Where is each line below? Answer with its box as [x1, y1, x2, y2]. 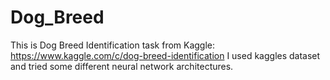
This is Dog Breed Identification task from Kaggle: [10, 39, 216, 51]
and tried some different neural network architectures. [10, 60, 234, 72]
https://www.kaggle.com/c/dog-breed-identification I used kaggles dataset [10, 49, 321, 61]
